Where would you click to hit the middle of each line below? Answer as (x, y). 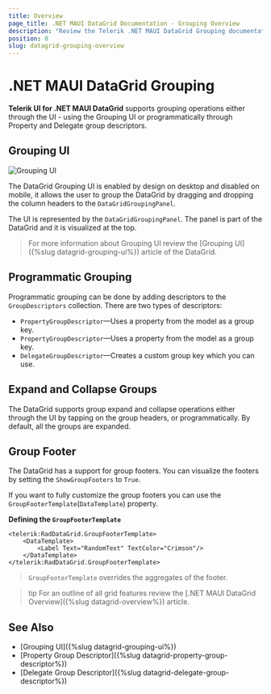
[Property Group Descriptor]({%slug (80, 655)
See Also (31, 627)
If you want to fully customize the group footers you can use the (115, 495)
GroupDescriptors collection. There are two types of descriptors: (115, 305)
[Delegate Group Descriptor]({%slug (81, 673)
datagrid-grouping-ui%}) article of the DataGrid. (137, 252)
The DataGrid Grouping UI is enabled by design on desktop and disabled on (134, 186)
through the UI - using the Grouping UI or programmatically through (121, 117)
